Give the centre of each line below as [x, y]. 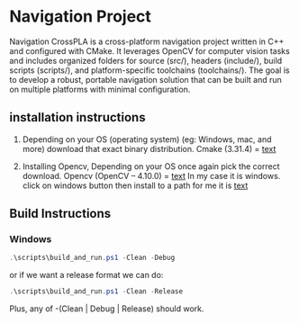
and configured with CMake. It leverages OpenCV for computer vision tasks [149, 50]
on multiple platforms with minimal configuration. [100, 89]
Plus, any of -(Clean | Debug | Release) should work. [107, 309]
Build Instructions [60, 214]
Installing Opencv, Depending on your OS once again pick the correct [151, 166]
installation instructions [77, 117]
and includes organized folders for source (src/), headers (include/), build [146, 60]
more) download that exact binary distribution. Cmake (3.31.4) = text [149, 148]
